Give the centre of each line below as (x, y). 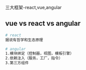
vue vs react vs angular (43, 23)
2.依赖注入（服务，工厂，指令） (34, 58)
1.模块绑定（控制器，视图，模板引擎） (40, 54)
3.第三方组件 (17, 63)
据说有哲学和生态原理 (24, 40)
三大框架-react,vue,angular (34, 7)
